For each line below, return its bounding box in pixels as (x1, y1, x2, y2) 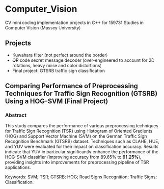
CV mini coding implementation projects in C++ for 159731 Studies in (5, 20, 144, 25)
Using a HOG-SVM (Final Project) (5, 97, 109, 106)
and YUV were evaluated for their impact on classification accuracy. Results (5, 143, 159, 150)
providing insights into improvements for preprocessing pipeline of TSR (5, 159, 149, 165)
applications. (5, 165, 31, 170)
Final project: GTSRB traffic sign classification (12, 68, 105, 73)
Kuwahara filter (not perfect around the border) (12, 52, 108, 58)
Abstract (5, 112, 27, 118)
